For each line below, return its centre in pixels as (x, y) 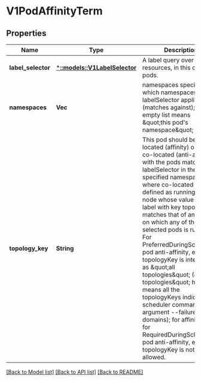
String (65, 248)
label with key (162, 207)
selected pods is (165, 229)
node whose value (168, 199)
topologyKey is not (169, 349)
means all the (161, 289)
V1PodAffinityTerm (54, 11)
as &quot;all (159, 267)
